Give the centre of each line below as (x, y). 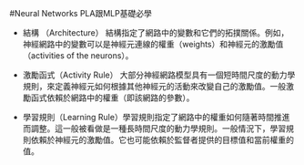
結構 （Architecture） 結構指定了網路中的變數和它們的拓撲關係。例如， (156, 33)
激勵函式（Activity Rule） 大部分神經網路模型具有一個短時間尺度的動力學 (159, 75)
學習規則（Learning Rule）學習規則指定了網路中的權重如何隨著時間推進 (156, 117)
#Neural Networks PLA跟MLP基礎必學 (81, 13)
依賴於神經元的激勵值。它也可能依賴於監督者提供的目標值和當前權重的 (162, 140)
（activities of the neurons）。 (78, 56)
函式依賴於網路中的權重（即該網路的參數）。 (112, 98)
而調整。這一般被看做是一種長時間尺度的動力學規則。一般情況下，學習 (154, 129)
